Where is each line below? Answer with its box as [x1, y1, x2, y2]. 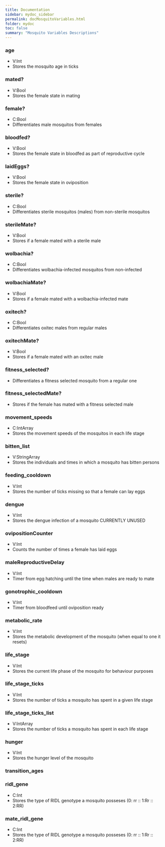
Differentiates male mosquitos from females [12, 121, 102, 127]
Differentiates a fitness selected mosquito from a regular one [12, 377, 137, 383]
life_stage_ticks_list [5, 709, 54, 716]
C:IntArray [12, 425, 34, 431]
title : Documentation [5, 7, 50, 12]
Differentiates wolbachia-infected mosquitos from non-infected [12, 267, 142, 273]
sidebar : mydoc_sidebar [5, 12, 55, 17]
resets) [12, 639, 27, 645]
